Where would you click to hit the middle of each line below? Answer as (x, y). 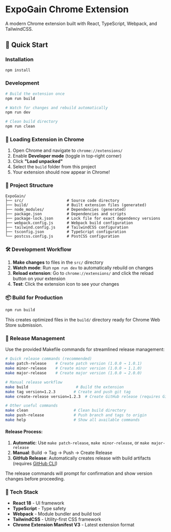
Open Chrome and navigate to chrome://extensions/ (68, 150)
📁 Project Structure (29, 186)
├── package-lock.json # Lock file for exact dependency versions (83, 218)
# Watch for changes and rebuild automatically (57, 108)
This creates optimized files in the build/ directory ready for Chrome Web (83, 320)
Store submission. (24, 325)
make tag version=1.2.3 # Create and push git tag (68, 392)
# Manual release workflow (34, 382)
